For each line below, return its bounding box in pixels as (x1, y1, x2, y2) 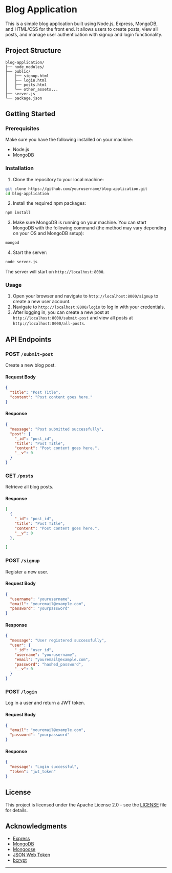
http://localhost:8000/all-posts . (12, 320, 85, 326)
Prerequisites (5, 125, 39, 132)
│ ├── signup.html (5, 73, 50, 78)
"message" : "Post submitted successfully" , (10, 427, 104, 432)
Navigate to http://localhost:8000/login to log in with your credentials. (12, 304, 165, 310)
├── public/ (5, 69, 31, 74)
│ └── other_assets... (5, 87, 58, 92)
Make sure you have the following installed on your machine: (5, 137, 133, 143)
